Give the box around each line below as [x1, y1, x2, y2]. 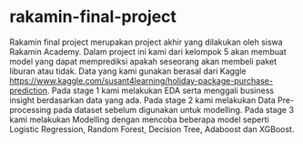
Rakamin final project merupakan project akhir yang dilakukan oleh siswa [9, 36, 284, 47]
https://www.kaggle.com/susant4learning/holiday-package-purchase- [9, 75, 273, 86]
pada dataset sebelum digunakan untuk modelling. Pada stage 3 [53, 104, 294, 115]
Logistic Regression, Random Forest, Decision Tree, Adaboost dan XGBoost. [9, 123, 295, 134]
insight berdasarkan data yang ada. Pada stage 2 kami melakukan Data [9, 94, 276, 106]
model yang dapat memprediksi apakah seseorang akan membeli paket [9, 56, 278, 67]
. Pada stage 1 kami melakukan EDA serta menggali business [46, 85, 275, 96]
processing [9, 104, 52, 115]
